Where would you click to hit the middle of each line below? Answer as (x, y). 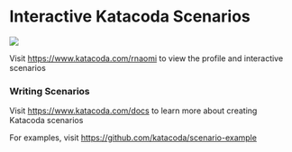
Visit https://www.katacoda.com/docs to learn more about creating (133, 111)
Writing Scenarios (50, 91)
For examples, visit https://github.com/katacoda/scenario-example (133, 138)
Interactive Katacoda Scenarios (130, 17)
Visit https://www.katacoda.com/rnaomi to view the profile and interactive (146, 58)
